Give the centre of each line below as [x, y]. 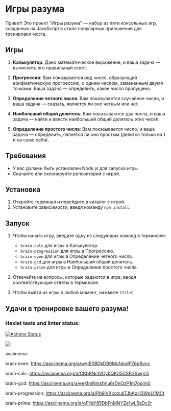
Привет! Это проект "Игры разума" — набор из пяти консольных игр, [81, 23]
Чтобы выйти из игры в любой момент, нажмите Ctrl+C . [74, 293]
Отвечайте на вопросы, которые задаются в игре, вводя [74, 277]
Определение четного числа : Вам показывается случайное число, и [88, 98]
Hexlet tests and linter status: [43, 323]
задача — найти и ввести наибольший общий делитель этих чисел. [86, 119]
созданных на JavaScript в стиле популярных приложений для [74, 28]
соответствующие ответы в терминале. [56, 283]
